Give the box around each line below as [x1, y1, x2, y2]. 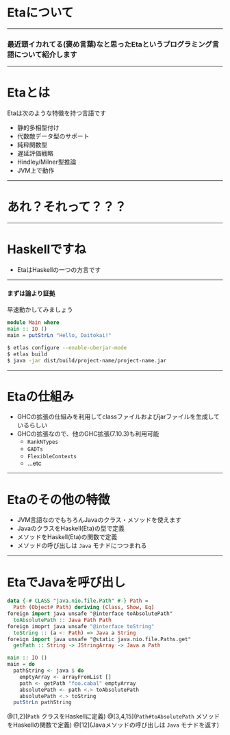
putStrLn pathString [13, 699, 72, 706]
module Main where [7, 319, 60, 326]
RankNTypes [27, 438, 59, 446]
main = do [7, 661, 36, 668]
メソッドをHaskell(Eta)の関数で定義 [16, 533, 118, 541]
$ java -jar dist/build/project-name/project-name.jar [7, 357, 167, 364]
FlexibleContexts [27, 453, 77, 460]
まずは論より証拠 [7, 289, 55, 297]
